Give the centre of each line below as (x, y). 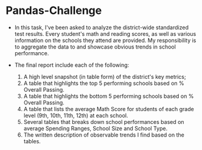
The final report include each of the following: (72, 65)
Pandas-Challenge (54, 11)
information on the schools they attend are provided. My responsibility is (105, 40)
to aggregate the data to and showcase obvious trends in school (95, 47)
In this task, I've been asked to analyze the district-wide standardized (102, 27)
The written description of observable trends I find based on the (104, 135)
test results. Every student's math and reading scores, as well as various (105, 33)
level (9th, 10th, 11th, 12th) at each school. (76, 115)
